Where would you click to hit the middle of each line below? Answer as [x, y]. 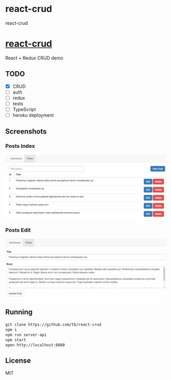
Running [19, 312]
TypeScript [24, 109]
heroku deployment [33, 115]
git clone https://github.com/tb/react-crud [53, 325]
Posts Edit [18, 230]
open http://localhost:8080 [35, 345]
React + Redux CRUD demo [34, 58]
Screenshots [26, 132]
